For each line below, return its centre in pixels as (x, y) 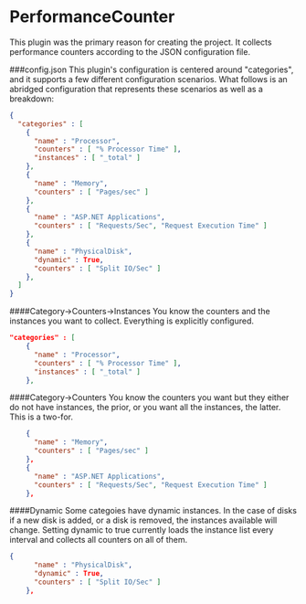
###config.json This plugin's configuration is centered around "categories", (152, 69)
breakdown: (32, 99)
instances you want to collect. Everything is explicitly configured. (132, 321)
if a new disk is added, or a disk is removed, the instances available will (143, 520)
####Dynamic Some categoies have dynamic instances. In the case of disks (153, 511)
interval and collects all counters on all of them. (99, 540)
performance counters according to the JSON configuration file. (130, 51)
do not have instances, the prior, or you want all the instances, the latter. (145, 408)
